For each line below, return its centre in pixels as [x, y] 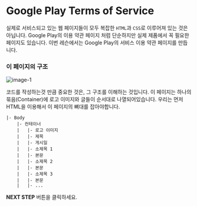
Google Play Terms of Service [80, 11]
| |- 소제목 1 [35, 149]
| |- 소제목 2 [35, 162]
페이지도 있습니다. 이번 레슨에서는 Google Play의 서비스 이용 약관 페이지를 [91, 42]
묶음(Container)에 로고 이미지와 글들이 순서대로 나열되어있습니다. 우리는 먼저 [95, 99]
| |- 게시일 [32, 143]
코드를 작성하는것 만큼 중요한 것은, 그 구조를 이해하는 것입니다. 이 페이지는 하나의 [99, 92]
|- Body [16, 118]
